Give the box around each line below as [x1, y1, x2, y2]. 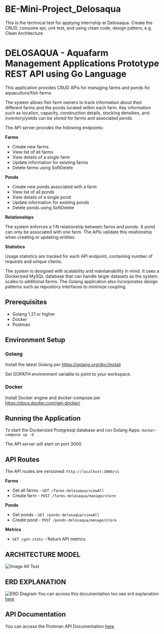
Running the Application [5, 414, 81, 423]
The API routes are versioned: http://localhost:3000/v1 [5, 469, 119, 475]
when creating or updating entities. [5, 234, 76, 240]
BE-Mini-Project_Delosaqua [5, 3, 121, 15]
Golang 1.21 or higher [12, 311, 55, 317]
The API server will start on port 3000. [5, 441, 82, 447]
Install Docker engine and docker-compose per [5, 395, 101, 401]
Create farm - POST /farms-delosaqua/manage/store [12, 493, 116, 499]
